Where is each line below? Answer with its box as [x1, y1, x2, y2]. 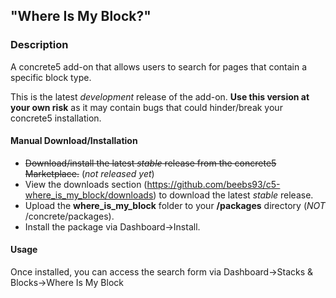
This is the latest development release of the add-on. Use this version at [10, 90, 310, 103]
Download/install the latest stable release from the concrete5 [24, 157, 277, 169]
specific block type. [10, 71, 92, 83]
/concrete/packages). [24, 210, 115, 222]
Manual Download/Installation [10, 135, 138, 147]
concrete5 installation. [10, 112, 102, 124]
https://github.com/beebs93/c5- [146, 178, 281, 190]
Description [10, 38, 69, 52]
